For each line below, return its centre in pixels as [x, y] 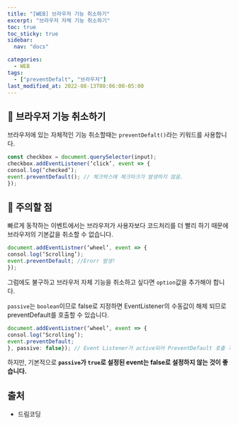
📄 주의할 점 [30, 207]
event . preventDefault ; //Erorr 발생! [61, 261]
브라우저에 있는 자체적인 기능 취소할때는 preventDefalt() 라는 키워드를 [105, 135]
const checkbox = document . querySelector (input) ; [82, 157]
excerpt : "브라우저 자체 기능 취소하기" [59, 21]
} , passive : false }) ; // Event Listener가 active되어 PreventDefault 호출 [116, 348]
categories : [25, 60]
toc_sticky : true [33, 34]
